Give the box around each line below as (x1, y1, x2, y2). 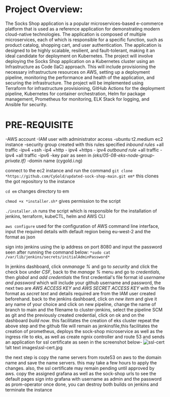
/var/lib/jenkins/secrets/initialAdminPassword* (5, 254, 110, 260)
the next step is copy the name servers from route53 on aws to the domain (5, 354, 161, 360)
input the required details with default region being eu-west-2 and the (5, 228, 151, 234)
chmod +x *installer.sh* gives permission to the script (5, 198, 121, 204)
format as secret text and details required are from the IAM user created (5, 290, 156, 296)
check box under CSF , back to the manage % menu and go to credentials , (5, 268, 161, 275)
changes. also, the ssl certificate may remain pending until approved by (5, 365, 155, 371)
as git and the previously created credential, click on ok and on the (5, 312, 145, 318)
